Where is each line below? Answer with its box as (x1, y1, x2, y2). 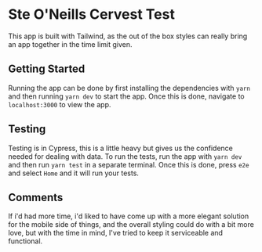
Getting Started (8, 63, 86, 76)
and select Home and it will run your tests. (8, 168, 140, 178)
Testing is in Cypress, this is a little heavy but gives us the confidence (8, 143, 234, 153)
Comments (8, 190, 64, 204)
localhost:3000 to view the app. (8, 99, 111, 109)
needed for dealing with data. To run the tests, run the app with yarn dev (8, 151, 242, 161)
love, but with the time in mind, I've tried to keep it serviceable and (8, 229, 224, 238)
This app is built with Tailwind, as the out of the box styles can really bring (8, 31, 248, 41)
